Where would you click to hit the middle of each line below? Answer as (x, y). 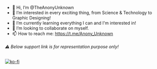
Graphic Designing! (31, 18)
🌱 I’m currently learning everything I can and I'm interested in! (74, 23)
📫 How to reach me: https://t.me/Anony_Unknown (63, 34)
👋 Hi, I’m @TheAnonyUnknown (43, 8)
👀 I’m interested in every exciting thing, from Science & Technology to (82, 13)
